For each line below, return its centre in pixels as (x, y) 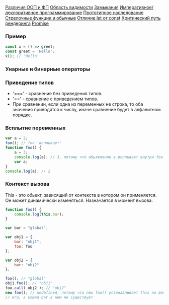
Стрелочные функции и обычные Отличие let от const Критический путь (83, 18)
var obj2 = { (19, 260)
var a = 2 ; (17, 138)
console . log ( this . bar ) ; (39, 214)
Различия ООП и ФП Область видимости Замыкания (62, 7)
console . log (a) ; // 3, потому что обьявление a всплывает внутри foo (89, 157)
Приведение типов (30, 83)
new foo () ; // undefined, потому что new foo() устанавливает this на (81, 292)
